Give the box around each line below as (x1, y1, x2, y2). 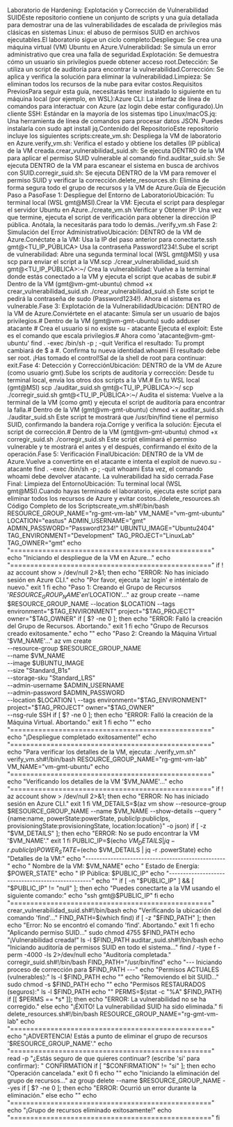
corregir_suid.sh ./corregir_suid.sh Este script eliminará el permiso (7, 435, 197, 443)
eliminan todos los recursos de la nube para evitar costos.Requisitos (7, 80, 203, 88)
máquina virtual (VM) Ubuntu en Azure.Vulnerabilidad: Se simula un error (7, 43, 217, 51)
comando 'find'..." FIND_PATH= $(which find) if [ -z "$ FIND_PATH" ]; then (7, 914, 216, 922)
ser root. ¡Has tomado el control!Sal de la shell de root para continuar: (7, 354, 207, 362)
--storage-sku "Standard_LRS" (7, 674, 96, 682)
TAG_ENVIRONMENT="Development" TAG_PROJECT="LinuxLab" (7, 531, 195, 539)
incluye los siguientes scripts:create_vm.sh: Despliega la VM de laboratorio (7, 132, 222, 140)
